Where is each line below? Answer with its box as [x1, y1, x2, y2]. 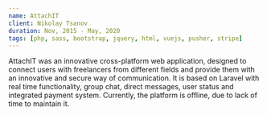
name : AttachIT [8, 11, 60, 20]
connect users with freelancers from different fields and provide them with [8, 65, 256, 75]
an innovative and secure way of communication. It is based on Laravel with [8, 73, 260, 83]
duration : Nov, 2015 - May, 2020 [8, 27, 121, 35]
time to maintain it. [8, 99, 70, 109]
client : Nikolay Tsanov [8, 19, 88, 27]
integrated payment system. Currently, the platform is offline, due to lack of [8, 90, 257, 101]
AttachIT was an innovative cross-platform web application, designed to [8, 56, 247, 66]
